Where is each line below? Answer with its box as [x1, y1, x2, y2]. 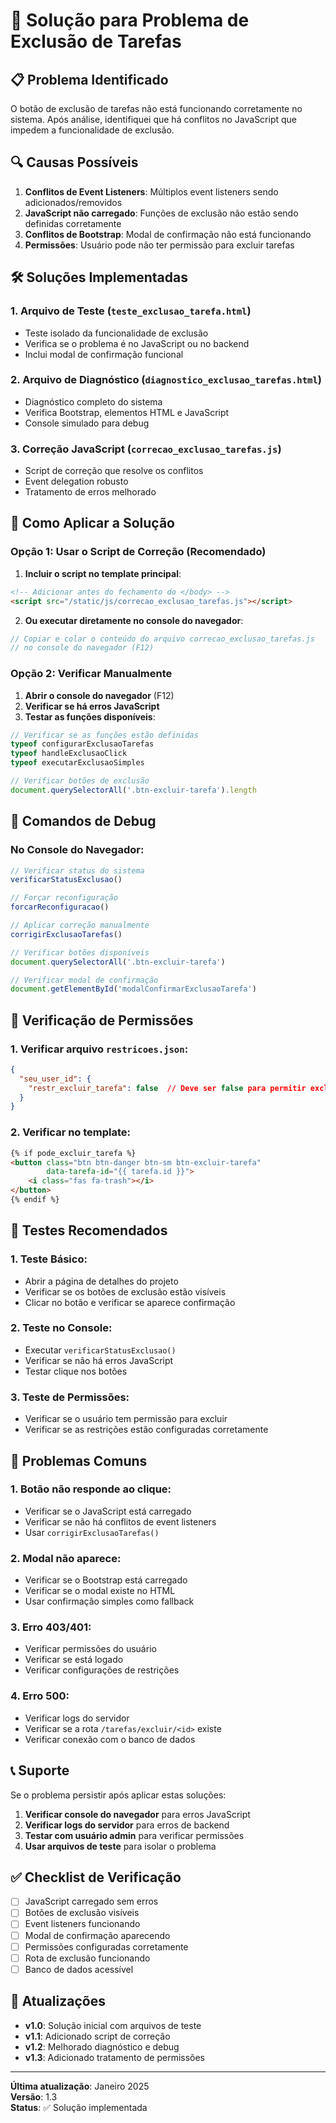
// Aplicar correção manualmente [10, 920, 150, 931]
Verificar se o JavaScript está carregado [24, 1505, 192, 1517]
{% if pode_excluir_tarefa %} [10, 1148, 137, 1158]
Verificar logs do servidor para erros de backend [24, 1819, 230, 1831]
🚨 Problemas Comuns [10, 1452, 148, 1469]
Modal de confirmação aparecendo [24, 1929, 171, 1941]
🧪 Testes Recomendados [10, 1222, 168, 1239]
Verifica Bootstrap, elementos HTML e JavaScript [24, 406, 230, 418]
